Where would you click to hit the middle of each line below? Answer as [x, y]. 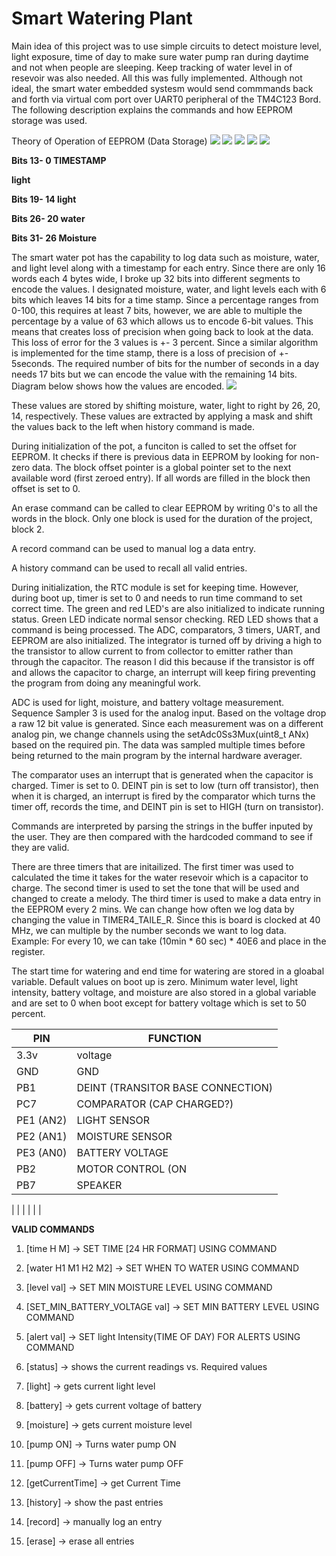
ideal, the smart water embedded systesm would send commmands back [162, 88]
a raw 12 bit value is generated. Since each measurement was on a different [167, 723]
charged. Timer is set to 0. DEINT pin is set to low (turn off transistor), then [165, 785]
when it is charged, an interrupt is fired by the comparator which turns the [163, 796]
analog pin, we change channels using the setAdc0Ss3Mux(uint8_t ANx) [160, 734]
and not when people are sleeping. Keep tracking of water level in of [152, 67]
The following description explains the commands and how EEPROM [152, 109]
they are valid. [40, 847]
